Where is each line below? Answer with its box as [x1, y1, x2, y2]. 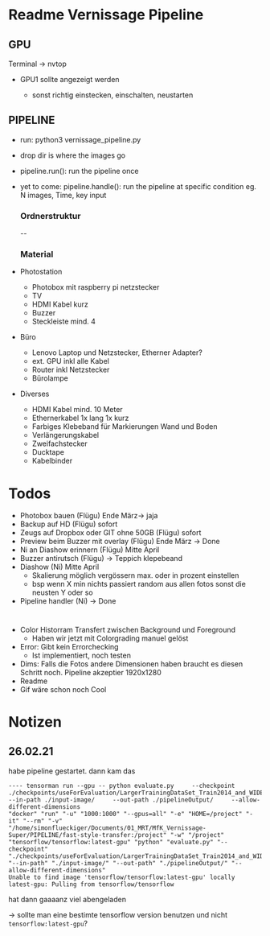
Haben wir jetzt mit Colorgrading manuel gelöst [31, 633, 189, 643]
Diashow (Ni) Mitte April [19, 562, 100, 572]
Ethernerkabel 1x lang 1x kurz [31, 413, 129, 423]
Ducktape [31, 447, 64, 457]
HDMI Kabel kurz [31, 299, 88, 309]
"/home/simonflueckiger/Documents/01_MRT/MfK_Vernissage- [8, 823, 207, 832]
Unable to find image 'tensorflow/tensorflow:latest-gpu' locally [8, 873, 235, 881]
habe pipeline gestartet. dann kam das [8, 766, 136, 776]
